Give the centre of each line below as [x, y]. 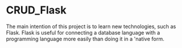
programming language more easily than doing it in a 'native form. [85, 39]
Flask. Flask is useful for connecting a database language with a [83, 32]
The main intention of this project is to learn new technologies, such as [91, 26]
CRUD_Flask [36, 10]
